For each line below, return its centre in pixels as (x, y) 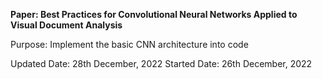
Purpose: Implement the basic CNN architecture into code (129, 44)
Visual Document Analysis (66, 25)
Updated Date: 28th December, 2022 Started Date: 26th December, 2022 (161, 63)
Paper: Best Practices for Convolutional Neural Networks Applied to (154, 14)
